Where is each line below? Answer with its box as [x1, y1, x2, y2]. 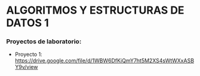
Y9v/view [14, 64, 38, 71]
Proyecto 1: [14, 51, 43, 58]
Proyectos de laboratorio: [6, 37, 82, 46]
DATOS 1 [6, 16, 49, 30]
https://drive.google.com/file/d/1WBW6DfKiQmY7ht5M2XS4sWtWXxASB [14, 57, 195, 64]
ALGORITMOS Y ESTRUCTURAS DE [6, 4, 184, 17]
